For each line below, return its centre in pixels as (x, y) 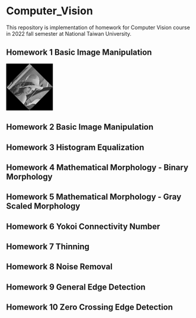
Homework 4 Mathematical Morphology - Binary (97, 167)
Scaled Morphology (43, 206)
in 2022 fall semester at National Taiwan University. (69, 33)
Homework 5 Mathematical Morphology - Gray (94, 197)
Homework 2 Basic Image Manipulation (80, 127)
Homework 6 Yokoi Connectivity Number (83, 226)
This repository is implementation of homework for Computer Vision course (98, 27)
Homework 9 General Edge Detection (76, 287)
